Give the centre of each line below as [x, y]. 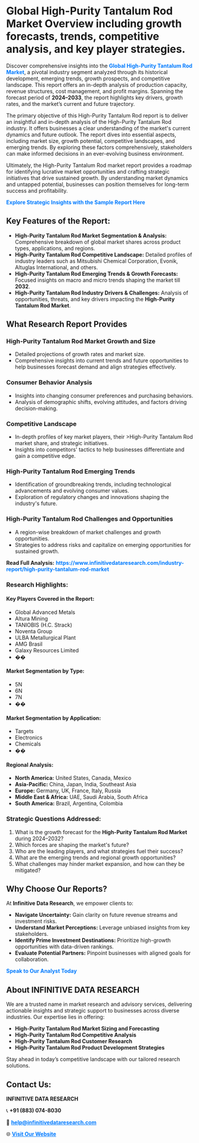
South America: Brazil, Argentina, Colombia [69, 804]
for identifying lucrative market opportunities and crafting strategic [88, 171]
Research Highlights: [37, 585]
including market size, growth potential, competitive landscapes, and [91, 141]
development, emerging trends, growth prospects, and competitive [88, 78]
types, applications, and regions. [55, 248]
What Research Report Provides [67, 324]
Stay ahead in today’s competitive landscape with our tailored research [93, 1059]
